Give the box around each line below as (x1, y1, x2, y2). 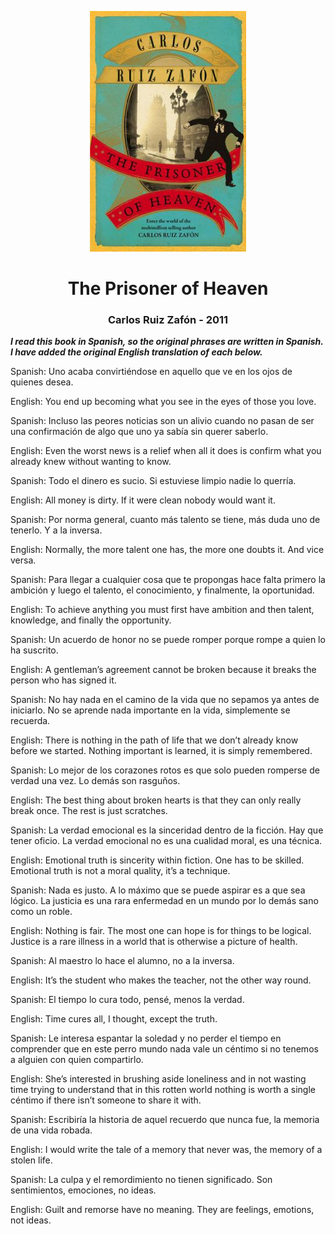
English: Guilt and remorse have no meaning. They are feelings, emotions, (10, 1204, 315, 1216)
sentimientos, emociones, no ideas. (10, 1184, 157, 1196)
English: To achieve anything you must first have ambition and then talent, (10, 604, 315, 616)
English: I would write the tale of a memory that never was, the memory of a (10, 1144, 323, 1156)
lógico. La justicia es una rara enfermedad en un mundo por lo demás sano (10, 895, 319, 907)
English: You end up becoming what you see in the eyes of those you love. (10, 396, 317, 408)
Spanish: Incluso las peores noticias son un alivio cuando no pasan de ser (10, 415, 315, 427)
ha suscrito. (10, 644, 59, 656)
